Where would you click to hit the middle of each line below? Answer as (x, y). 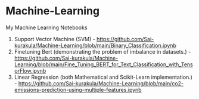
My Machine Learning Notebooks (46, 27)
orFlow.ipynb (30, 70)
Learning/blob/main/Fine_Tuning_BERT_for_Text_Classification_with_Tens (103, 64)
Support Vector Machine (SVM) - (55, 39)
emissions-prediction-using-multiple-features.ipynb (78, 89)
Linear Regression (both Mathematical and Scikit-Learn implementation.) (103, 77)
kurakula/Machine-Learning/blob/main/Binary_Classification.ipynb (95, 45)
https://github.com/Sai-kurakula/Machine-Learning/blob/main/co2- (101, 83)
